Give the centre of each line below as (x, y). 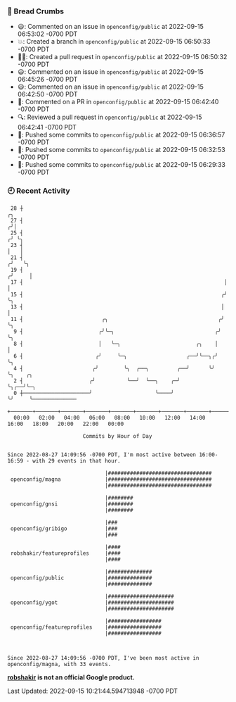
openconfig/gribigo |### (64, 528)
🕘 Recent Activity (39, 191)
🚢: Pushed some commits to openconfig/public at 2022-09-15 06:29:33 (122, 165)
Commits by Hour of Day (117, 436)
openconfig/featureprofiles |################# (86, 627)
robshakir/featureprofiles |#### (65, 553)
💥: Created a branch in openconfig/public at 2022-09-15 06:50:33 (114, 42)
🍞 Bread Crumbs (36, 11)
